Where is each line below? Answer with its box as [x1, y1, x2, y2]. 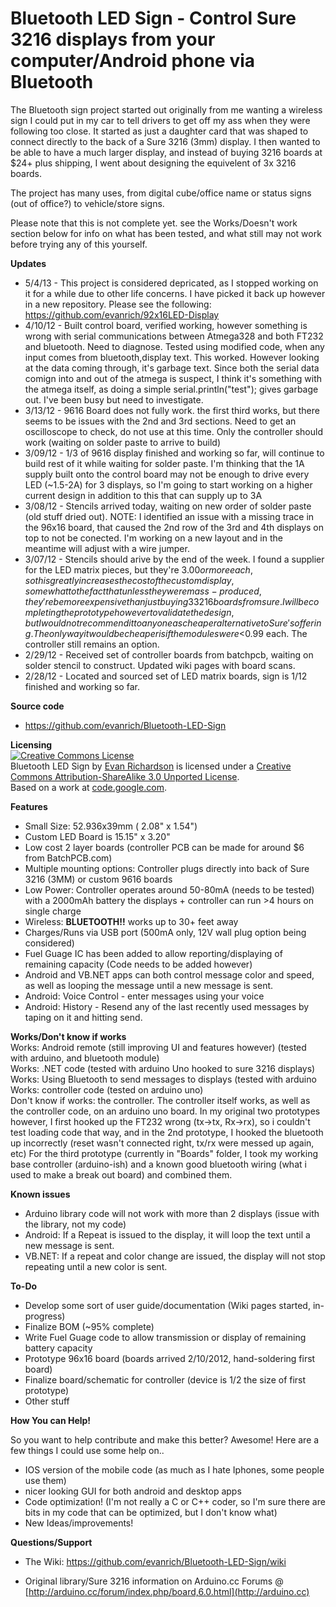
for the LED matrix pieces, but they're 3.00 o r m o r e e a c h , [24, 563, 253, 576]
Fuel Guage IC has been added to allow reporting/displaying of [24, 947, 283, 959]
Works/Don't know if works [10, 1030, 127, 1042]
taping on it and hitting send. [24, 1011, 143, 1023]
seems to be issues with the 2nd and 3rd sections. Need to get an [24, 415, 297, 427]
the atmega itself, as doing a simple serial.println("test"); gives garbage [24, 383, 319, 395]
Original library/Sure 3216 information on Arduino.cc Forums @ [24, 1575, 284, 1587]
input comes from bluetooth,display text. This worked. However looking [24, 351, 320, 363]
